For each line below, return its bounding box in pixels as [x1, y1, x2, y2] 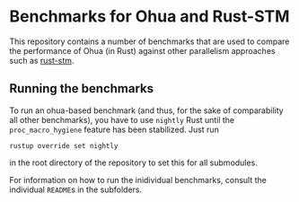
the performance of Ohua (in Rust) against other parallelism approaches [9, 45, 276, 56]
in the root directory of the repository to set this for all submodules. [9, 157, 258, 168]
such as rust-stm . [9, 55, 75, 66]
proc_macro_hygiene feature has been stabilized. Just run [9, 124, 220, 135]
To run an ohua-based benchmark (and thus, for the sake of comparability [9, 105, 285, 116]
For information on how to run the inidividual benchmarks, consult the [9, 174, 267, 185]
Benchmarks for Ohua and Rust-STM [9, 6, 290, 27]
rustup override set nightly [9, 141, 119, 150]
